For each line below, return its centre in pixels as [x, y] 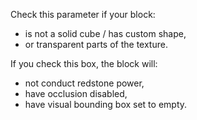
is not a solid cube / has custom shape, [105, 33]
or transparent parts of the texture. [96, 44]
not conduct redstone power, [84, 83]
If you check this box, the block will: [84, 63]
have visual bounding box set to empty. [106, 104]
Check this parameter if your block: [83, 14]
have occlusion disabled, [76, 93]
